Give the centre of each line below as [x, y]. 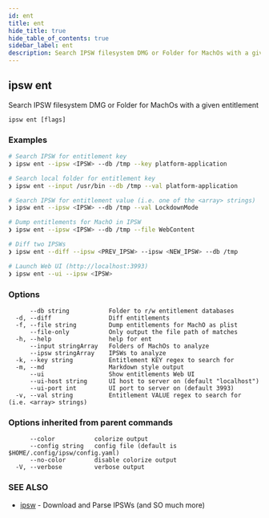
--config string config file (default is [103, 447]
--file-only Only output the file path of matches [134, 332]
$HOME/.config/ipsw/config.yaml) [64, 453]
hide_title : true [37, 31]
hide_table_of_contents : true [59, 38]
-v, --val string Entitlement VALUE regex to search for [128, 395]
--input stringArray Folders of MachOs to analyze [119, 346]
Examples [28, 140]
